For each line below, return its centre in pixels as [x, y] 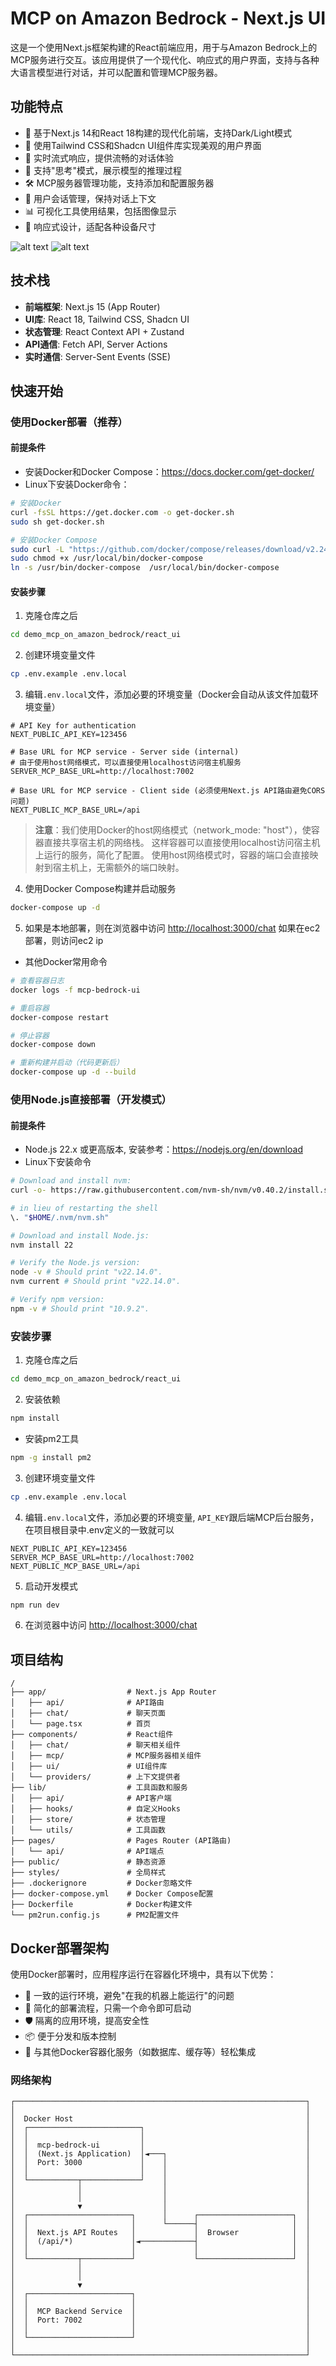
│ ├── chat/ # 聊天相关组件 [95, 1745]
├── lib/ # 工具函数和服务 [99, 1788]
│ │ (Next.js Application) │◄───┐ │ [160, 2154]
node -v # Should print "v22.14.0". [86, 1272]
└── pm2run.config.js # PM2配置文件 [95, 1915]
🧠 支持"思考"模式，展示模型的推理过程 [103, 170]
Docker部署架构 [60, 1948]
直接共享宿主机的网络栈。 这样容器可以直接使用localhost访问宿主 [177, 843]
